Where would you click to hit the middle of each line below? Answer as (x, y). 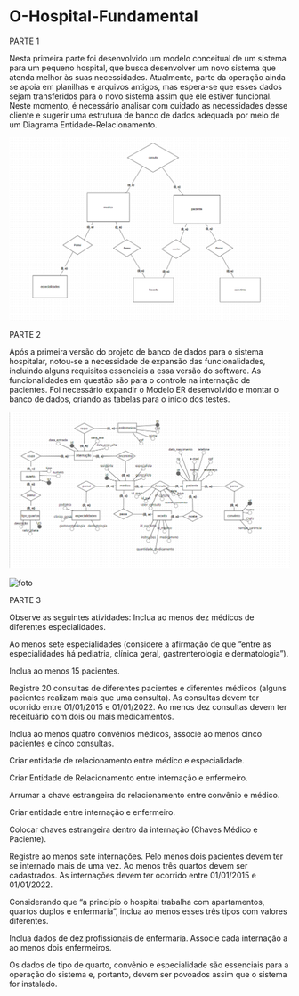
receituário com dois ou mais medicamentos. (92, 717)
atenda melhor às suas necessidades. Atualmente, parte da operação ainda (148, 77)
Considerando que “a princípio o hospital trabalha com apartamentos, (137, 902)
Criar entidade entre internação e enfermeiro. (93, 812)
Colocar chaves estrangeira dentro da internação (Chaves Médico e (133, 829)
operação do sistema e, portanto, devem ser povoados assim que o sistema (148, 975)
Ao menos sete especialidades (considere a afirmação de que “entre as (140, 644)
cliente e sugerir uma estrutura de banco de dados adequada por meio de (145, 115)
